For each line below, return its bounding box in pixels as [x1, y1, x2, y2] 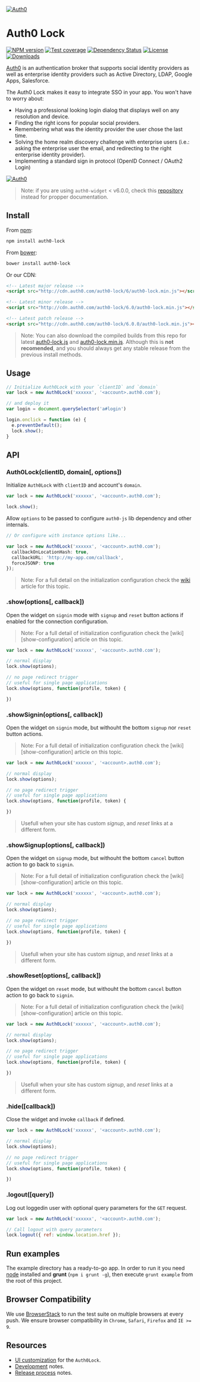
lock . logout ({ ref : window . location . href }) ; [6, 1232, 121, 1238]
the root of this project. [6, 1277, 62, 1285]
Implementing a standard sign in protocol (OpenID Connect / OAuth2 [14, 157, 183, 164]
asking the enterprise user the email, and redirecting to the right [14, 144, 172, 152]
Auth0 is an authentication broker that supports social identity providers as [6, 64, 189, 71]
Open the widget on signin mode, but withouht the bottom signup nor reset [6, 724, 192, 731]
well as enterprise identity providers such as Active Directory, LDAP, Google [6, 71, 192, 78]
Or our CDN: [6, 271, 37, 278]
